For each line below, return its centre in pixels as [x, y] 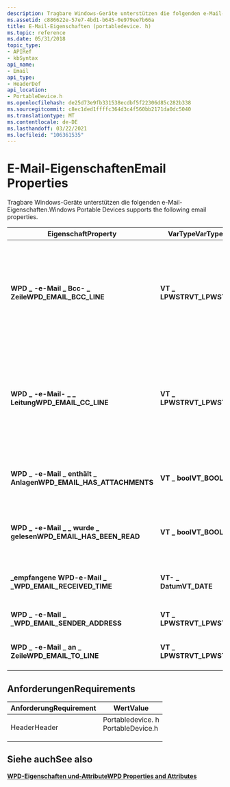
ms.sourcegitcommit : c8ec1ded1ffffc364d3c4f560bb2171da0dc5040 [99, 109]
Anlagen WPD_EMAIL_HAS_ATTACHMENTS [82, 483]
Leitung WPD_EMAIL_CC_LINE [60, 402]
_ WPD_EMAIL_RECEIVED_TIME [62, 586]
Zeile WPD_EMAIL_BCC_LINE [57, 297]
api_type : [21, 77]
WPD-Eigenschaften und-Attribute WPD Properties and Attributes [102, 776]
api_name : [21, 65]
